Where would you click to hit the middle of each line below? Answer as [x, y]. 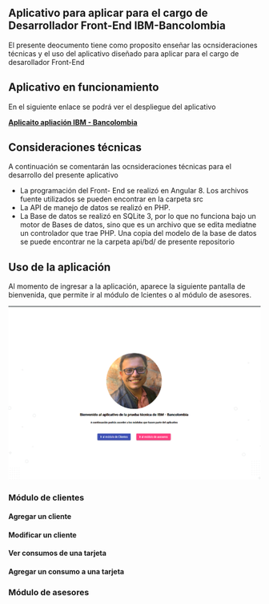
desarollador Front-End [46, 62]
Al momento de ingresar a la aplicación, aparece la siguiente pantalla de [127, 286]
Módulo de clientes [46, 497]
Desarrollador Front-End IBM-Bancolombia [117, 26]
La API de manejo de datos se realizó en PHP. [95, 208]
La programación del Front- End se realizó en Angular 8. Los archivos [134, 191]
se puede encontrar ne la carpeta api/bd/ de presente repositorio [127, 242]
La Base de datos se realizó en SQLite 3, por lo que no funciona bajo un [138, 217]
